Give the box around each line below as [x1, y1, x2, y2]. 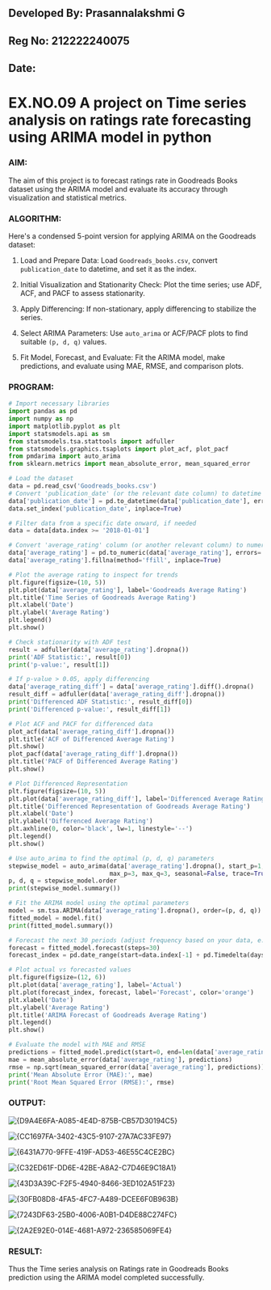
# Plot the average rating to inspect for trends [8, 570, 179, 579]
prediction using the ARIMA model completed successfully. [8, 1272, 205, 1282]
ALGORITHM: [8, 213, 62, 224]
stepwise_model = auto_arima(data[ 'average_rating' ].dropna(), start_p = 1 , [8, 861, 265, 870]
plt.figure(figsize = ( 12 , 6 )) [8, 974, 106, 982]
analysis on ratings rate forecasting [8, 111, 252, 129]
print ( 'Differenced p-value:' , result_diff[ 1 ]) [8, 705, 172, 713]
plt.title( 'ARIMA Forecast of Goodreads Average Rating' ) [8, 1011, 207, 1019]
